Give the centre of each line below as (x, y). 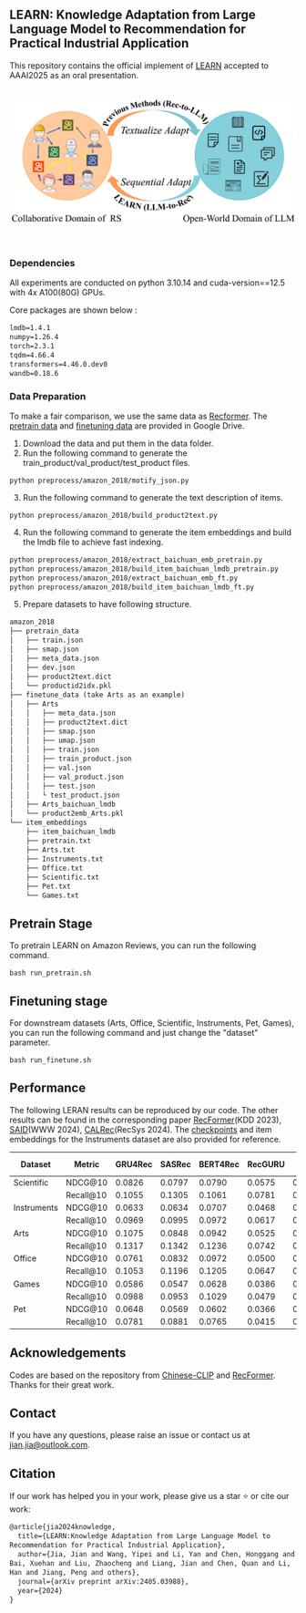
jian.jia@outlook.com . (50, 1445)
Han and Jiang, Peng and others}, (75, 1573)
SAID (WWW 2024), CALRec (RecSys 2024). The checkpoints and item (141, 1129)
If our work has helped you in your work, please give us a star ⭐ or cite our (149, 1496)
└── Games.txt (52, 896)
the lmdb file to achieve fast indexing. (93, 543)
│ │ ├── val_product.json (67, 777)
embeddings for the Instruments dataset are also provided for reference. (145, 1139)
